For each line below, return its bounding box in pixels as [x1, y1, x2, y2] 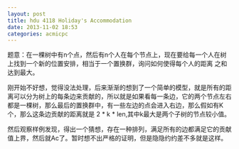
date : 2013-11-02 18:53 [7, 23, 78, 31]
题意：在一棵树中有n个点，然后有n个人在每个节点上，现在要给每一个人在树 [7, 50, 227, 59]
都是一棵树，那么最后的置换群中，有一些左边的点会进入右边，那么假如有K [7, 101, 224, 110]
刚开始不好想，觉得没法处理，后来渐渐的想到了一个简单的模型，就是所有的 [7, 83, 225, 92]
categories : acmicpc [7, 30, 69, 38]
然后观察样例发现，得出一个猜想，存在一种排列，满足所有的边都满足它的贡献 [7, 125, 232, 133]
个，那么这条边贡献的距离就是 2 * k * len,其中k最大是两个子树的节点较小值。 [7, 110, 231, 118]
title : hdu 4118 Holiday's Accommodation [7, 17, 132, 24]
